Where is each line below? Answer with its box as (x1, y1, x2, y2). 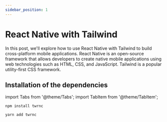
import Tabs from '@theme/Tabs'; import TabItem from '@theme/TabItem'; (5, 94, 159, 100)
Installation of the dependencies (5, 81, 108, 89)
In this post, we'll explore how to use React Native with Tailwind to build (5, 45, 152, 51)
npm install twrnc (5, 104, 43, 109)
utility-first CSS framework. (5, 66, 61, 72)
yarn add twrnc (5, 113, 37, 118)
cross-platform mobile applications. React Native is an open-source (5, 50, 144, 56)
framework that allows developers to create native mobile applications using (5, 56, 162, 62)
